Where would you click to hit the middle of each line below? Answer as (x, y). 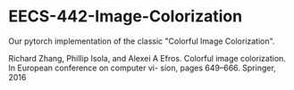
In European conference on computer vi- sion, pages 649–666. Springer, (142, 68)
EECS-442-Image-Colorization (126, 16)
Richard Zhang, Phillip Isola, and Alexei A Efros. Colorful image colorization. (147, 58)
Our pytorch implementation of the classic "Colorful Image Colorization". (142, 41)
